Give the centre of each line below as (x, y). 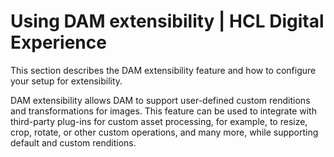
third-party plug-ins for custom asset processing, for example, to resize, (159, 121)
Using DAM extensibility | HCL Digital (167, 21)
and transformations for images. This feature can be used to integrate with (163, 111)
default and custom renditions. (73, 142)
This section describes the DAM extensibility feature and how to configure (163, 70)
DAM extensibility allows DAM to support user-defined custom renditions (160, 100)
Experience (58, 42)
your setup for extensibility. (66, 81)
